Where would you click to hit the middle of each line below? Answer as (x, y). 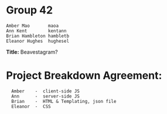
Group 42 (30, 10)
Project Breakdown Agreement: (84, 76)
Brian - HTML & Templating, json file (64, 101)
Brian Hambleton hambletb (38, 36)
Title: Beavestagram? (32, 52)
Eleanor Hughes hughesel (38, 41)
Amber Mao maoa (33, 26)
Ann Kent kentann (36, 31)
